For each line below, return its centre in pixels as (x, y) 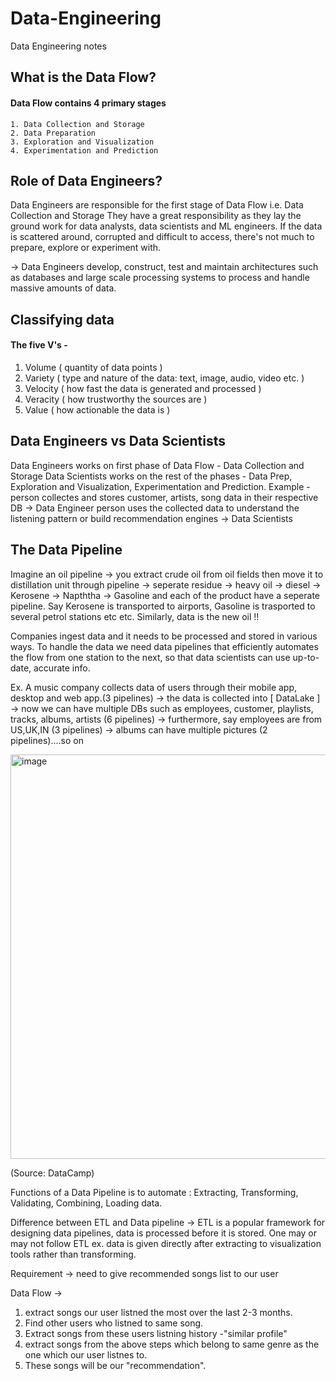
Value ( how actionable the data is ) (97, 409)
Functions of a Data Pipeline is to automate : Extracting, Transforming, (154, 1192)
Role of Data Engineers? (86, 180)
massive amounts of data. (63, 288)
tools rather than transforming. (73, 1254)
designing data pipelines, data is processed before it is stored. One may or (164, 1233)
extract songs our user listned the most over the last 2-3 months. (158, 1312)
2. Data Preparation (53, 133)
